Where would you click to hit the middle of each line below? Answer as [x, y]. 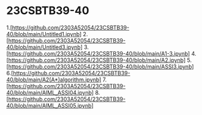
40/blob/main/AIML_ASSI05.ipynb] [50, 105]
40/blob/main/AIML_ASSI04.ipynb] [50, 92]
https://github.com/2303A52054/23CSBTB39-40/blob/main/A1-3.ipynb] [99, 53]
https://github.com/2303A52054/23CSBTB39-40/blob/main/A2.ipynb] [97, 60]
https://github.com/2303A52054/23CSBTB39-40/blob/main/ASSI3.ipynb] [101, 66]
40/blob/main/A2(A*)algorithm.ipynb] [54, 80]
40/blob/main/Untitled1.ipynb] [44, 34]
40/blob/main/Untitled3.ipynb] [44, 47]
